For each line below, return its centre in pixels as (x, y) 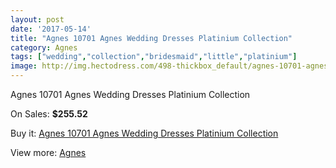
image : (24, 66)
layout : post (37, 19)
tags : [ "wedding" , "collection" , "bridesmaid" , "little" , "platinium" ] (154, 57)
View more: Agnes (48, 152)
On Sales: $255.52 (49, 114)
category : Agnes (44, 47)
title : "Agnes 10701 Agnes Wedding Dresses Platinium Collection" (151, 38)
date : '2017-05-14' (51, 29)
